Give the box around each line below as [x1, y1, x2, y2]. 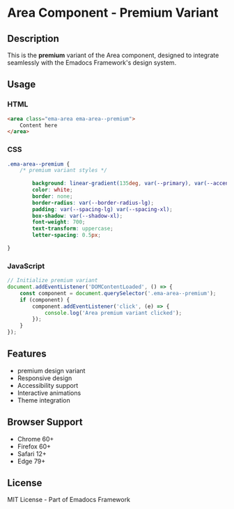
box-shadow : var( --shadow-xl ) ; [32, 212, 123, 219]
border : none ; [32, 193, 73, 200]
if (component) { [19, 296, 70, 304]
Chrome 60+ [17, 434, 54, 443]
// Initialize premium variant [7, 277, 98, 284]
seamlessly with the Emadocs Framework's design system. [7, 58, 177, 67]
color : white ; [32, 187, 73, 194]
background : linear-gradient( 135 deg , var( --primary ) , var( [32, 180, 208, 187]
